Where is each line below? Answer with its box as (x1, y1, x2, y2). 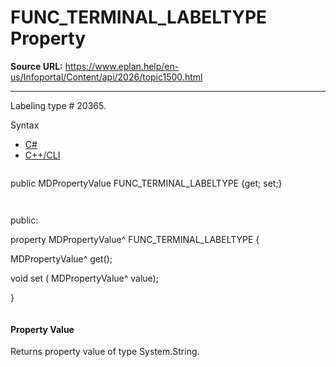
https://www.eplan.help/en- (64, 60, 180, 72)
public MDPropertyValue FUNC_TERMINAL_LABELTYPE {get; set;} (10, 177, 283, 189)
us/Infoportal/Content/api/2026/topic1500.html (10, 71, 203, 83)
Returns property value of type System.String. (10, 346, 200, 358)
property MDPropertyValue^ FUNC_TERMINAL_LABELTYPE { (10, 233, 260, 245)
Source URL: (10, 60, 63, 72)
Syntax (10, 119, 40, 131)
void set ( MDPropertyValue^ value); (10, 272, 159, 284)
